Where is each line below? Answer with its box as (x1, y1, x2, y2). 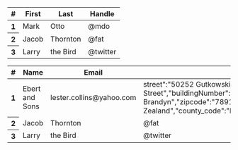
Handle (89, 9, 115, 18)
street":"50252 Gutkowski (142, 80, 231, 89)
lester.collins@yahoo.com (50, 93, 137, 102)
